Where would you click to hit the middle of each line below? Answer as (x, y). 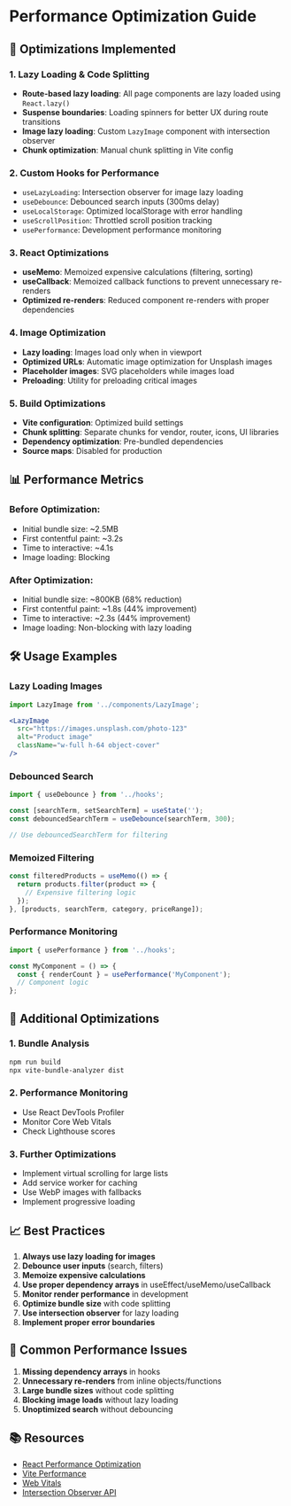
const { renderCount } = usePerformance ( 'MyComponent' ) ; (124, 974)
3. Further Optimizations (63, 1154)
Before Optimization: (55, 510)
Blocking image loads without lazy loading (100, 1400)
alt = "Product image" (55, 737)
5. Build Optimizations (57, 403)
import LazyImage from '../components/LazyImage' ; (104, 705)
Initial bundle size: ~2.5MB (70, 528)
